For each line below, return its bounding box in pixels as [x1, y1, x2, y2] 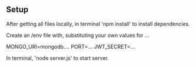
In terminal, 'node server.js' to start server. [6, 54, 109, 61]
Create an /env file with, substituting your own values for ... [6, 32, 150, 39]
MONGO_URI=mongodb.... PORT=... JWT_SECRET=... [6, 43, 135, 50]
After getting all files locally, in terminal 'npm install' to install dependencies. [6, 20, 190, 27]
